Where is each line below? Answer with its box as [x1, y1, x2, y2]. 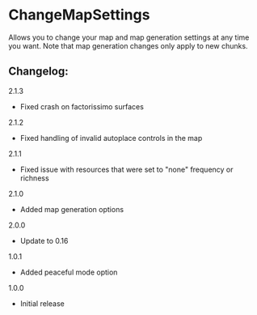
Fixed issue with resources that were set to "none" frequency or [19, 164, 234, 174]
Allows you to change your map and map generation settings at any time [8, 32, 250, 42]
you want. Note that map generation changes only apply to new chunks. [8, 40, 248, 50]
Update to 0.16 [19, 236, 69, 245]
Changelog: [8, 65, 69, 79]
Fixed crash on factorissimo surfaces [19, 101, 144, 111]
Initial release [19, 298, 65, 309]
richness [19, 172, 50, 183]
